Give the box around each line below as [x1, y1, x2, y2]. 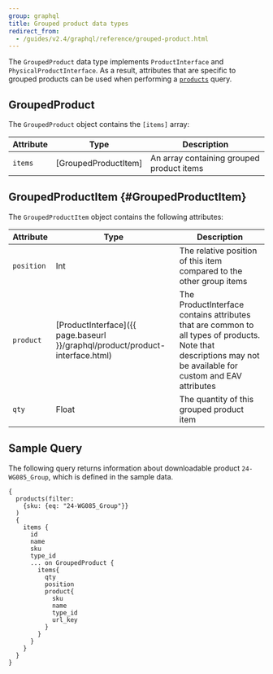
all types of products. [179, 329, 261, 340]
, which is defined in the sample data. [48, 471, 174, 481]
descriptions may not [179, 349, 260, 361]
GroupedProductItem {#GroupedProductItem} [8, 190, 247, 204]
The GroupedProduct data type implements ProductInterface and [8, 57, 224, 67]
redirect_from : [8, 27, 60, 35]
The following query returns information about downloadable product [8, 463, 240, 473]
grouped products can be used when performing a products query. [8, 74, 232, 84]
